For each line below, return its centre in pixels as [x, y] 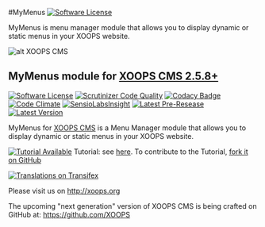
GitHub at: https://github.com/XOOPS [69, 214]
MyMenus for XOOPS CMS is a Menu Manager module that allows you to [127, 128]
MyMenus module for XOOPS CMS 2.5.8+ [113, 77]
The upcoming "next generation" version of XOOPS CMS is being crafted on [132, 206]
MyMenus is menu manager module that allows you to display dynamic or [129, 27]
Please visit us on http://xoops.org [64, 190]
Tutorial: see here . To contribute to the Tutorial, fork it [161, 152]
